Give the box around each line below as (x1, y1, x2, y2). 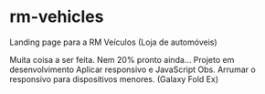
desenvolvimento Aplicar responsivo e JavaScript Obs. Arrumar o (9, 64, 256, 75)
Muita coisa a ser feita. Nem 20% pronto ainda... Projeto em (9, 54, 235, 65)
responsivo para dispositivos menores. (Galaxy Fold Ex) (9, 73, 219, 84)
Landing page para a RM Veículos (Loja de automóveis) (9, 37, 217, 47)
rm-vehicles (9, 6, 104, 27)
